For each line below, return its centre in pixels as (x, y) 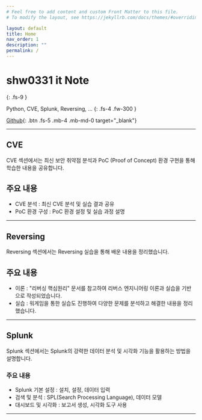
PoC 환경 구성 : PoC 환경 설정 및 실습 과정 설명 (70, 212)
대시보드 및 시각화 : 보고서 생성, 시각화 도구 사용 (71, 405)
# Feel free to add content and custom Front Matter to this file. (93, 12)
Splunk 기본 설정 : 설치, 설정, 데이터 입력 (63, 390)
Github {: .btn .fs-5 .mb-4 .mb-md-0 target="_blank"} (72, 120)
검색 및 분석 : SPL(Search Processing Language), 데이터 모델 (88, 397)
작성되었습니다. (44, 296)
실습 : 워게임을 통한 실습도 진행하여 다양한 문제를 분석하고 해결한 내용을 (98, 303)
